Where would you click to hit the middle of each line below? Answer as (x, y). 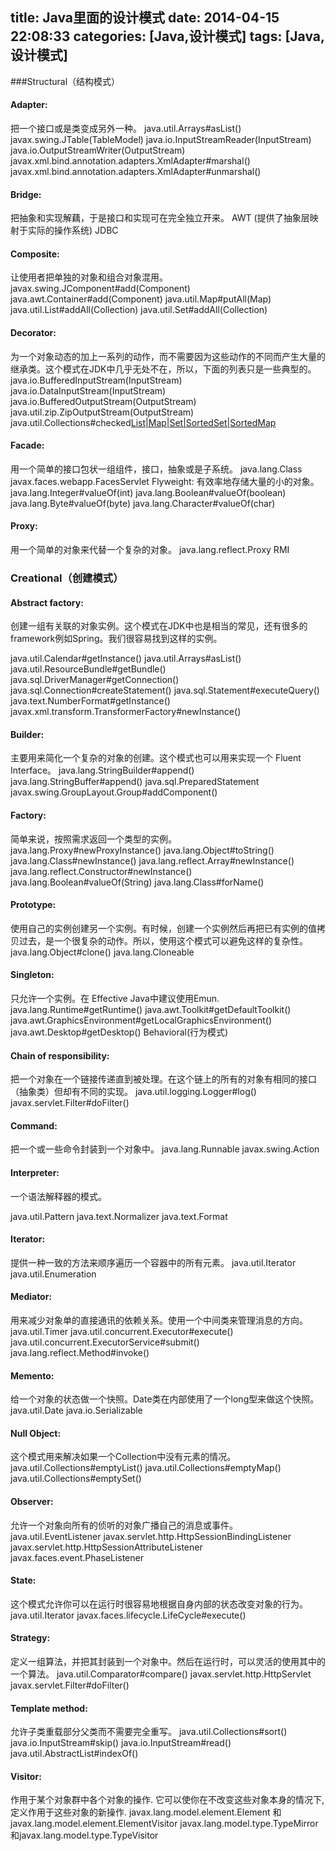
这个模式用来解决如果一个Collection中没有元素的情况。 (123, 1457)
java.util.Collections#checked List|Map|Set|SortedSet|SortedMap (143, 422)
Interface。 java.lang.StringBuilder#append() (102, 770)
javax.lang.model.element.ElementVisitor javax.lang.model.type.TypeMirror (164, 1824)
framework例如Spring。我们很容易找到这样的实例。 (116, 639)
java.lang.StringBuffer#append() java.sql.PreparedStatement (135, 782)
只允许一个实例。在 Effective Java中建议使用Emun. (115, 998)
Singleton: (32, 975)
